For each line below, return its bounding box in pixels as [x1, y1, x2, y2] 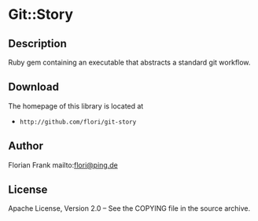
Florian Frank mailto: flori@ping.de [8, 160, 118, 170]
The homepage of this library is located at [8, 101, 144, 111]
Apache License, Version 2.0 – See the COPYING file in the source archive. [8, 204, 250, 213]
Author [8, 139, 43, 153]
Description [8, 37, 67, 50]
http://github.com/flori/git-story [19, 118, 137, 126]
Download [8, 80, 59, 94]
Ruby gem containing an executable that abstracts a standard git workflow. [8, 57, 251, 67]
